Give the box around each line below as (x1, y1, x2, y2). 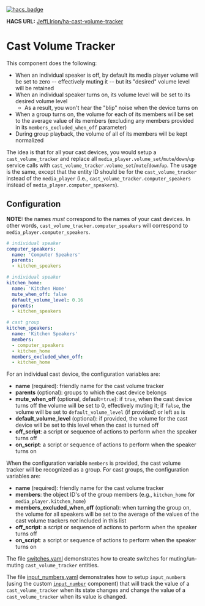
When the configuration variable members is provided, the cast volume (6, 459, 181, 467)
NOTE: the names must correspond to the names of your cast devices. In (6, 215, 191, 222)
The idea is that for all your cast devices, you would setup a (6, 148, 157, 156)
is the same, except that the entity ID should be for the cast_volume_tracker (6, 168, 197, 175)
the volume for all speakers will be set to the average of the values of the (15, 510, 199, 518)
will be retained (15, 84, 54, 91)
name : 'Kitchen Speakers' (12, 331, 78, 337)
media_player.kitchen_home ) (15, 497, 86, 505)
